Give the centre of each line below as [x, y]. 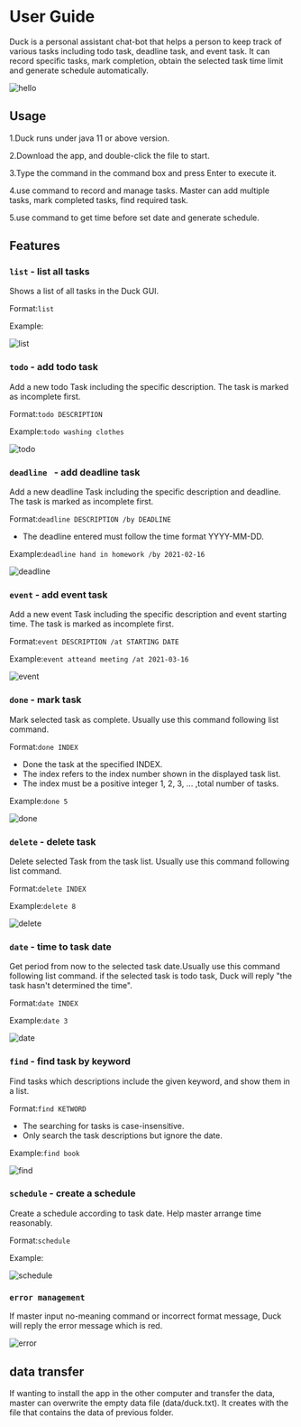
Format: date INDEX [44, 1003]
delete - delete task [53, 841]
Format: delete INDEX [48, 888]
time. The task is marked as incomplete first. [91, 624]
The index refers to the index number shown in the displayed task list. [151, 774]
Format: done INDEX [44, 746]
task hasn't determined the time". [71, 986]
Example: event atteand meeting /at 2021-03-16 [99, 659]
